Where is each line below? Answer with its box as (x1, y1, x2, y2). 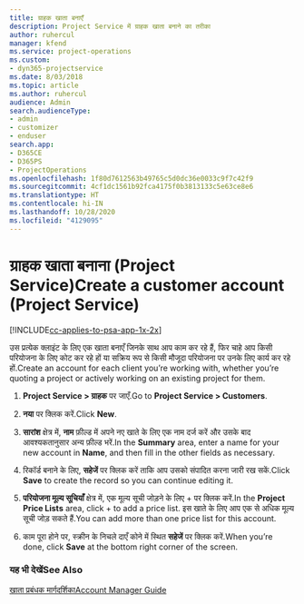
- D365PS (9, 156, 43, 166)
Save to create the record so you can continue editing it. (22, 474, 234, 486)
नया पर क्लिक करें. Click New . (22, 408, 117, 419)
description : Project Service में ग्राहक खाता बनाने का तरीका (9, 22, 211, 31)
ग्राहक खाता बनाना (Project (9, 255, 175, 275)
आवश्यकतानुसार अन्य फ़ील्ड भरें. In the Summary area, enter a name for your (22, 437, 279, 448)
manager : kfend (9, 38, 67, 48)
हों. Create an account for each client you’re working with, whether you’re (9, 362, 279, 373)
